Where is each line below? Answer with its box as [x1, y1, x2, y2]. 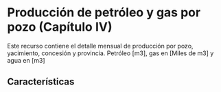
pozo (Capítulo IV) [7, 19, 113, 35]
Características [7, 76, 75, 88]
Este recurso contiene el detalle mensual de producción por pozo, [7, 42, 194, 50]
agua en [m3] [7, 56, 46, 64]
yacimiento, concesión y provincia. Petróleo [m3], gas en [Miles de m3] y [7, 49, 214, 57]
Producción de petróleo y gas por [7, 5, 201, 20]
